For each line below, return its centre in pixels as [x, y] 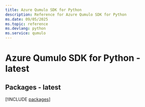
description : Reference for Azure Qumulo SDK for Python [66, 15]
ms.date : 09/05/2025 [27, 19]
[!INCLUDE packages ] [28, 99]
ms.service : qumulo [26, 33]
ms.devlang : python [26, 29]
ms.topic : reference [27, 24]
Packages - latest [33, 87]
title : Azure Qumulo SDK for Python [43, 10]
